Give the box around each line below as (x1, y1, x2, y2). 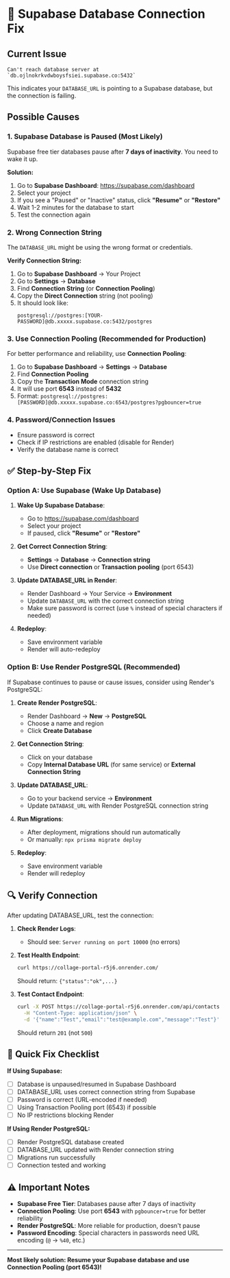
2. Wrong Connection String (7, 228, 103, 237)
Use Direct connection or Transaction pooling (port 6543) (27, 563, 194, 571)
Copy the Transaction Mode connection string (16, 377, 149, 386)
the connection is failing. (7, 92, 77, 99)
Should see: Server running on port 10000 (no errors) (27, 938, 181, 946)
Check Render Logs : (16, 925, 77, 933)
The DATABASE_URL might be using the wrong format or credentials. (7, 243, 193, 251)
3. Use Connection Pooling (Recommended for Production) (7, 334, 207, 343)
